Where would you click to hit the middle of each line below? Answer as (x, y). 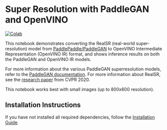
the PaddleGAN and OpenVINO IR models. (48, 59)
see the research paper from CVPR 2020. (48, 79)
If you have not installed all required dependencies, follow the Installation (80, 117)
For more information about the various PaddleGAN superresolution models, (83, 69)
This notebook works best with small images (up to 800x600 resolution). (80, 89)
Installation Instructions (43, 105)
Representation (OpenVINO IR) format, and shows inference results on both (83, 54)
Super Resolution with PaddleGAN (77, 9)
